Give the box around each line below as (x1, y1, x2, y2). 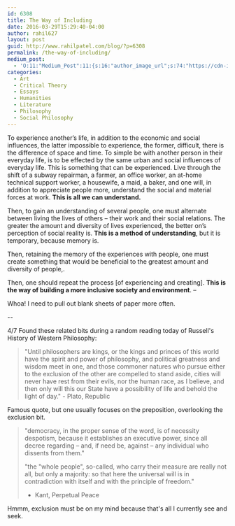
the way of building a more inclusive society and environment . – (7, 285, 197, 294)
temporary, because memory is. (7, 236, 99, 245)
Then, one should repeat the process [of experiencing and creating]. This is (7, 278, 226, 287)
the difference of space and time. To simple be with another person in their (7, 148, 223, 157)
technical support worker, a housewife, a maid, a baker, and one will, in (7, 178, 212, 186)
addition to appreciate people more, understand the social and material (7, 185, 212, 194)
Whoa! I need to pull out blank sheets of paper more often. (7, 299, 176, 308)
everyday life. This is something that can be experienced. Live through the (7, 163, 222, 171)
